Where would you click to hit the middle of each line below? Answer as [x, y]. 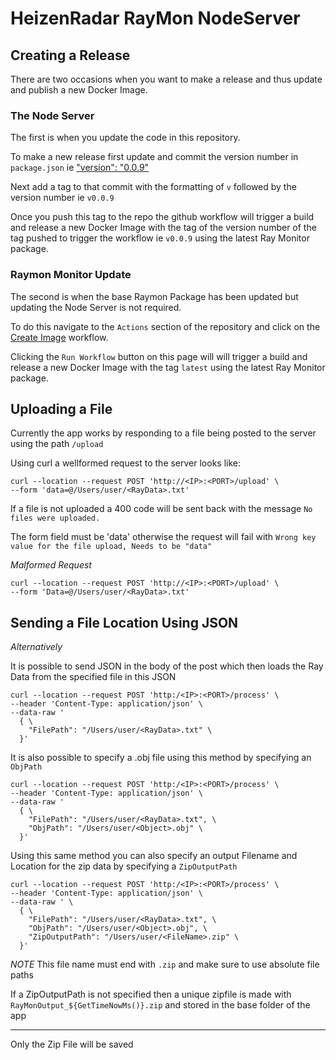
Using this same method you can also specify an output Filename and [154, 856]
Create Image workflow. [59, 337]
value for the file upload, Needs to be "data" [111, 547]
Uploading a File [61, 408]
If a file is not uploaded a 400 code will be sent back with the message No [161, 509]
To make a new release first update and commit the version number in [154, 157]
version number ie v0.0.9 [62, 198]
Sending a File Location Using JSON [124, 622]
